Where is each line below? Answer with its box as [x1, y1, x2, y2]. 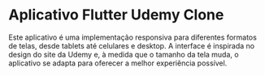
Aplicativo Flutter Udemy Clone [8, 6, 224, 24]
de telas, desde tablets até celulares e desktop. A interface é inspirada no [8, 40, 254, 50]
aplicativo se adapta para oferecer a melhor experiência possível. [8, 58, 228, 68]
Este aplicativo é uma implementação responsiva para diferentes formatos [8, 32, 258, 42]
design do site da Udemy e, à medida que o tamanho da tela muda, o [8, 49, 239, 59]
